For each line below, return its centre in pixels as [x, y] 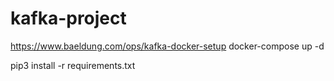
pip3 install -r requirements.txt [73, 65]
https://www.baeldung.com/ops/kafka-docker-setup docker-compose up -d [167, 46]
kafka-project [68, 18]
